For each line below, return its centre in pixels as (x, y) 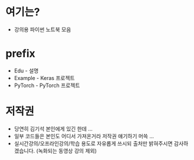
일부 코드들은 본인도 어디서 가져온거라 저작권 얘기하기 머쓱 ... (84, 136)
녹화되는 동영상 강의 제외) (67, 151)
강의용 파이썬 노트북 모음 (42, 29)
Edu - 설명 (26, 71)
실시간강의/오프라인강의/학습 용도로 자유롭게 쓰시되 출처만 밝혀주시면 (93, 143)
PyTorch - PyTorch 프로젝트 (47, 85)
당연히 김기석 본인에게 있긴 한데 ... (53, 129)
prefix (21, 54)
